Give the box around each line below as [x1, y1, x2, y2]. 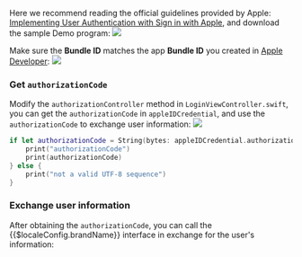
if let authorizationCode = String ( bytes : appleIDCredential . [9, 137, 247, 146]
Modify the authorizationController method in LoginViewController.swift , [9, 99, 289, 110]
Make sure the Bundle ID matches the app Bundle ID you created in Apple [9, 45, 283, 56]
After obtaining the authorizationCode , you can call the [9, 219, 213, 230]
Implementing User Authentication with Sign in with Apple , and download [9, 17, 280, 28]
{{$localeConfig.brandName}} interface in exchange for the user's [9, 229, 255, 240]
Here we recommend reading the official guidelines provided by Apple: [9, 8, 271, 18]
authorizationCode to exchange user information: [9, 119, 191, 129]
